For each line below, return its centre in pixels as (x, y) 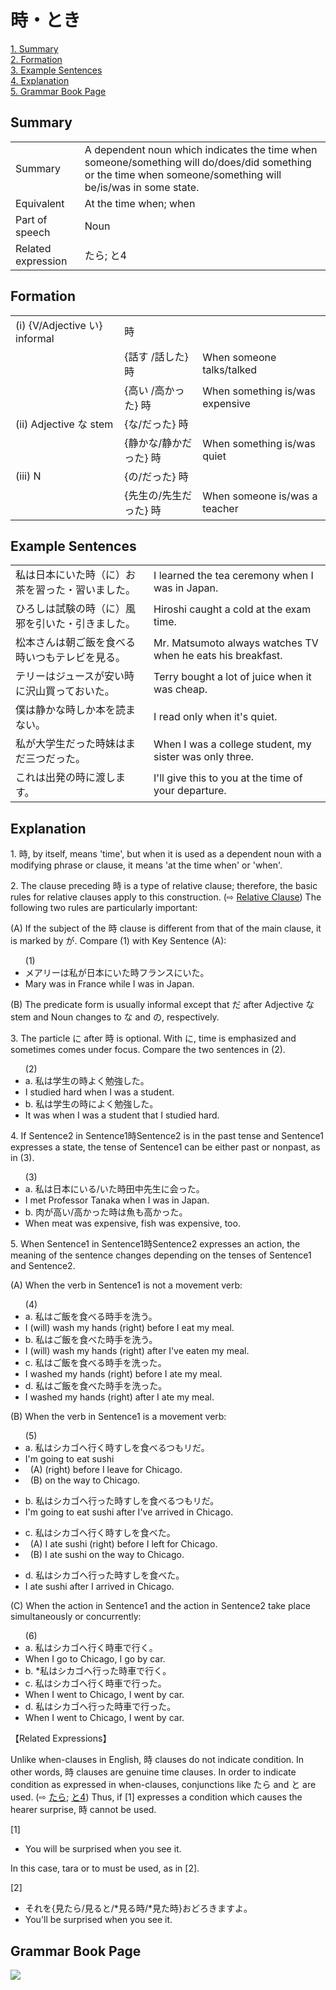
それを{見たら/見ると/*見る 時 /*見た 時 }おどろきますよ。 (138, 1908)
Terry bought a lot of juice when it (232, 677)
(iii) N (28, 476)
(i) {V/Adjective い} (59, 325)
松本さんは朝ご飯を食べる (76, 643)
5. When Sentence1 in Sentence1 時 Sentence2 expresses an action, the (155, 1244)
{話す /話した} (156, 356)
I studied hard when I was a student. (99, 1092)
